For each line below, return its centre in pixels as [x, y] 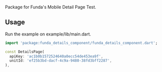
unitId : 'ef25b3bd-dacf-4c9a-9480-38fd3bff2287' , [61, 61]
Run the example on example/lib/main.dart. [48, 34]
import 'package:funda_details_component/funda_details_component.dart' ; [81, 43]
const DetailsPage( [25, 52]
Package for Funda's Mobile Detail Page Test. [51, 7]
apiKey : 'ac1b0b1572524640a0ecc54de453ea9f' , [56, 56]
